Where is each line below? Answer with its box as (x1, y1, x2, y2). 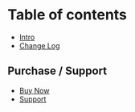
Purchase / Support (7, 64, 108, 78)
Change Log (18, 40, 61, 50)
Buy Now (18, 85, 50, 95)
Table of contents (7, 6, 128, 24)
